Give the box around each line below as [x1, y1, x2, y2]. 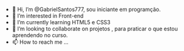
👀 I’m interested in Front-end [12, 12, 84, 19]
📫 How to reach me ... [12, 38, 69, 46]
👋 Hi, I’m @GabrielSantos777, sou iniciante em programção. [12, 6, 161, 13]
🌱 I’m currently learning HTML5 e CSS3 [12, 19, 111, 25]
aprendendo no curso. [12, 32, 68, 39]
